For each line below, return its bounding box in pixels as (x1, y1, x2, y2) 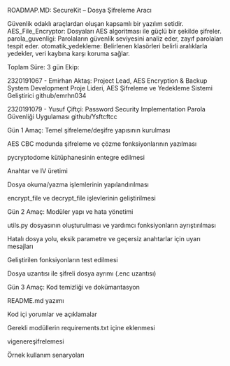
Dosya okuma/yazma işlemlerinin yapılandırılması (7, 180, 149, 189)
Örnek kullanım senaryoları (7, 351, 85, 359)
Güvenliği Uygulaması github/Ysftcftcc (7, 112, 117, 121)
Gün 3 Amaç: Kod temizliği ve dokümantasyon (7, 283, 140, 291)
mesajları (7, 242, 34, 250)
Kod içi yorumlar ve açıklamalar (7, 310, 98, 318)
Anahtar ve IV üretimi (7, 167, 68, 175)
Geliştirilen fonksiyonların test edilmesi (7, 256, 118, 264)
